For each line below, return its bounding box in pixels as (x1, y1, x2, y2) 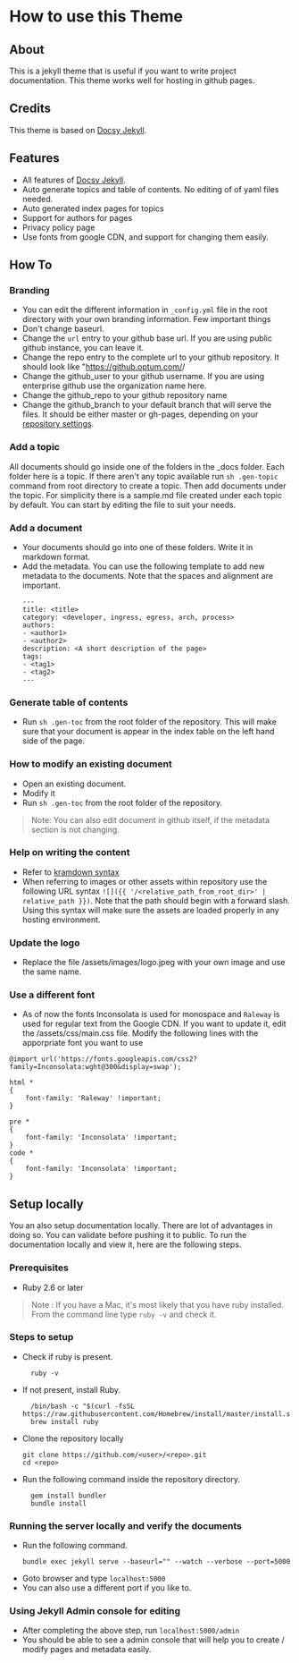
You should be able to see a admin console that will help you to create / (21, 1634, 286, 1645)
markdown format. (21, 551, 91, 562)
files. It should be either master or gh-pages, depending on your (21, 409, 259, 420)
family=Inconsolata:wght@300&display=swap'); (9, 1063, 181, 1072)
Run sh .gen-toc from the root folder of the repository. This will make (21, 717, 277, 727)
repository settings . (21, 419, 95, 429)
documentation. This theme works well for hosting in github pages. (9, 75, 255, 86)
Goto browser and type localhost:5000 (21, 1573, 166, 1584)
